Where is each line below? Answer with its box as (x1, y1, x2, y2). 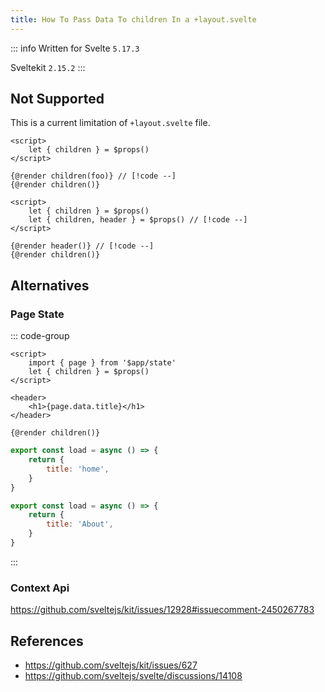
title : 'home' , (46, 464, 110, 474)
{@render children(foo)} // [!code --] (10, 171, 177, 181)
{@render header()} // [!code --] (10, 241, 155, 251)
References (10, 632, 84, 650)
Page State (10, 307, 65, 321)
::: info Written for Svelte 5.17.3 (10, 42, 140, 54)
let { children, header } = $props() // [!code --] (28, 215, 248, 225)
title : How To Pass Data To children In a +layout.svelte (10, 14, 257, 25)
